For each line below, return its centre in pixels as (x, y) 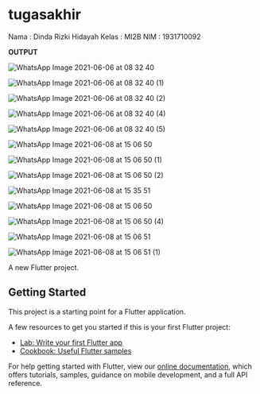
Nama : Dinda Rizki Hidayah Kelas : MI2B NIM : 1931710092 (105, 37)
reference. (25, 383)
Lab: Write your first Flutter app (71, 342)
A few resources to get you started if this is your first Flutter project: (119, 326)
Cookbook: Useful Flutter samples (76, 350)
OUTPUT (23, 52)
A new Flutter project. (44, 267)
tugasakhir (45, 15)
